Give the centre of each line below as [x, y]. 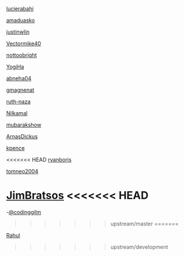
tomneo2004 [22, 171]
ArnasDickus [22, 136]
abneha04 [19, 78]
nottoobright [22, 55]
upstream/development [139, 247]
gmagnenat [20, 90]
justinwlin [18, 32]
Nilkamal [17, 113]
